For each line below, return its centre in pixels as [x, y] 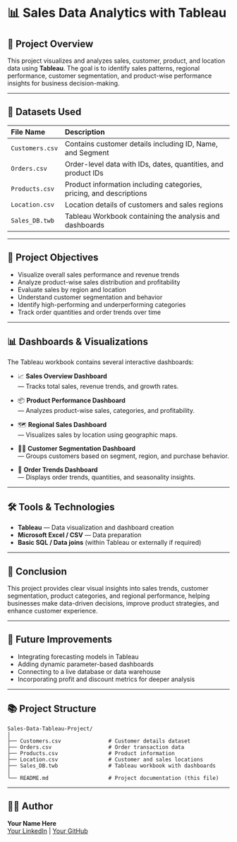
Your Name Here [32, 823]
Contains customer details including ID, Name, [141, 143]
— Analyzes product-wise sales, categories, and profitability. [106, 411]
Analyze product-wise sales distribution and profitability [99, 282]
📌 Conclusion [37, 571]
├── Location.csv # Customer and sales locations [105, 759]
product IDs [84, 173]
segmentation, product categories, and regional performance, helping [109, 596]
